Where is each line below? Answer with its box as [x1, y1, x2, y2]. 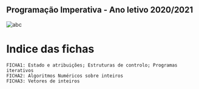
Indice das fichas [6, 42, 95, 56]
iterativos [6, 67, 34, 73]
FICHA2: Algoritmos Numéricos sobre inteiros [6, 73, 123, 79]
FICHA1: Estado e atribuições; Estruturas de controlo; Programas [6, 62, 178, 68]
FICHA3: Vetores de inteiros [6, 78, 80, 84]
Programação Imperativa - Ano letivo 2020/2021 [6, 5, 194, 15]
